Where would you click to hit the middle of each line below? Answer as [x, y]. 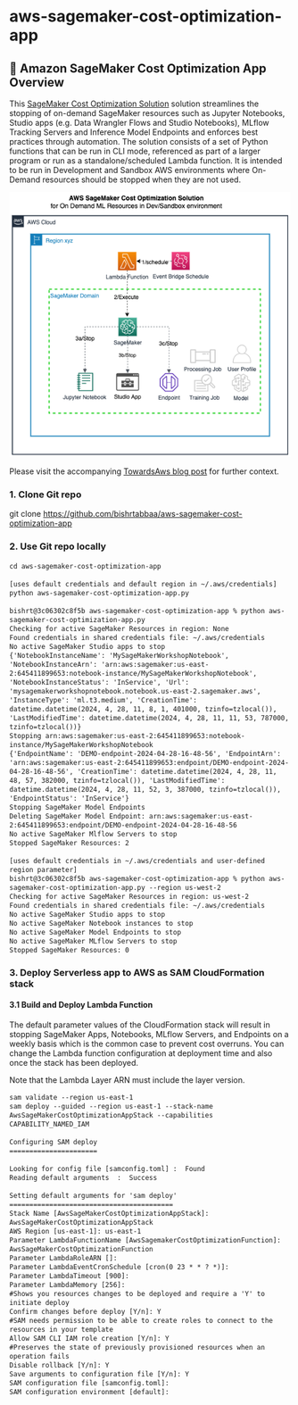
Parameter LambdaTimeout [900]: [69, 1276]
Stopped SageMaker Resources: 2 [69, 843]
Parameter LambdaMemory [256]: [67, 1284]
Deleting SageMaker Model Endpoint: [77, 816]
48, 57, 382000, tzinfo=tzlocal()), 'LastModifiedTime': [117, 780]
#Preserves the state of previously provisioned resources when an [137, 1347]
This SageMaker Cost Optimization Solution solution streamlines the [134, 104]
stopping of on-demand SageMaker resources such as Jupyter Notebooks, [147, 113]
